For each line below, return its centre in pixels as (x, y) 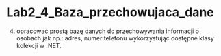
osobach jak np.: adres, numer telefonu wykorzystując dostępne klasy (115, 38)
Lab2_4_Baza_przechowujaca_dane (110, 12)
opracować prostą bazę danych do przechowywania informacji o (108, 31)
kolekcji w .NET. (39, 45)
